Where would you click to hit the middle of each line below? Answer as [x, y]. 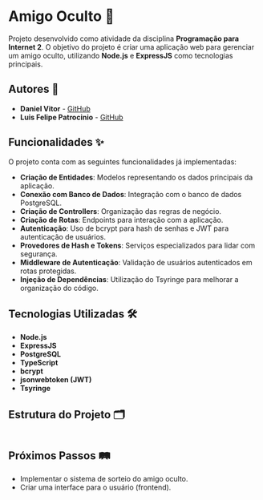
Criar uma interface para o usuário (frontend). [95, 487]
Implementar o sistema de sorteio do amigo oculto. [104, 479]
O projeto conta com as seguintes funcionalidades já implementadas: [122, 161]
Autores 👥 [34, 89]
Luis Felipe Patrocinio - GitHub [71, 117]
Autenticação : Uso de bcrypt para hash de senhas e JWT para [124, 228]
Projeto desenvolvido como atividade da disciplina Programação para [123, 38]
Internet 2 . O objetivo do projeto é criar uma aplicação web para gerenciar [131, 46]
